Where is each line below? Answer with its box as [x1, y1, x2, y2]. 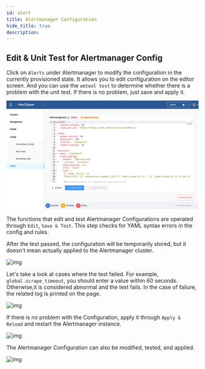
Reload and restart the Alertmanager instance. [6, 320, 122, 327]
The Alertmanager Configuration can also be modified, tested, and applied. [6, 343, 195, 351]
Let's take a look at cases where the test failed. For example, [6, 270, 159, 278]
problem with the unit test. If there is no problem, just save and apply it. [6, 89, 185, 96]
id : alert [6, 10, 32, 16]
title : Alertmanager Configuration [6, 16, 97, 23]
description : [6, 29, 40, 35]
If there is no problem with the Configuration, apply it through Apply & [6, 313, 181, 321]
